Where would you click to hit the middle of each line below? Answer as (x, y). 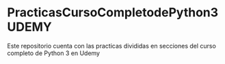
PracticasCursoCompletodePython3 (113, 13)
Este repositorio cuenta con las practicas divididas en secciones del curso (112, 46)
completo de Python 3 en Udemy (54, 53)
